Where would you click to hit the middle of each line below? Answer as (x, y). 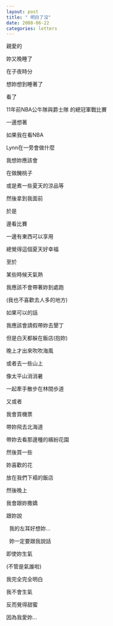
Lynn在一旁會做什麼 (30, 148)
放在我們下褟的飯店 (30, 478)
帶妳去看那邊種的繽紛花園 (38, 440)
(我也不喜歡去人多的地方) (37, 300)
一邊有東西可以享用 (30, 237)
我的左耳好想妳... (30, 529)
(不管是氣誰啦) (24, 567)
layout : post (22, 12)
